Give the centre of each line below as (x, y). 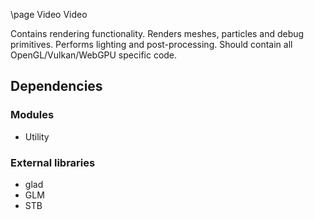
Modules (32, 115)
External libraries (53, 162)
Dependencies (56, 86)
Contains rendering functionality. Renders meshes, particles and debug (157, 33)
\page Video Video (49, 14)
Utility (37, 136)
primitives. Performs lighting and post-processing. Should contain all (151, 44)
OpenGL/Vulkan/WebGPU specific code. (94, 55)
